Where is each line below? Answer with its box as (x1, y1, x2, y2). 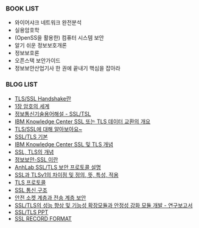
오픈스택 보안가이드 (14, 57, 61, 65)
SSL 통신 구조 (14, 186, 48, 193)
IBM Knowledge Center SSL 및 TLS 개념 (14, 140, 114, 148)
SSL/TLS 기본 (14, 133, 48, 140)
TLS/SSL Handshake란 (14, 94, 71, 102)
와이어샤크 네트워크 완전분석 (14, 19, 82, 26)
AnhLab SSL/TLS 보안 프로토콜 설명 (14, 163, 102, 171)
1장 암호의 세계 (14, 102, 50, 110)
